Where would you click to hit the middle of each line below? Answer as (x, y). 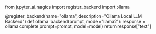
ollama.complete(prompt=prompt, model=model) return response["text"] (78, 26)
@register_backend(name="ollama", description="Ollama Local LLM (74, 16)
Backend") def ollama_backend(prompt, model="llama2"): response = (75, 21)
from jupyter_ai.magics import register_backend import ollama (68, 7)
